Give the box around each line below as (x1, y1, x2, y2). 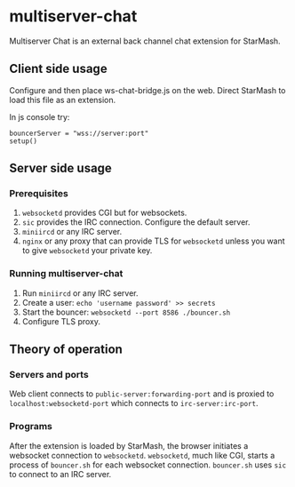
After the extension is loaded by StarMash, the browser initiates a (9, 440, 249, 451)
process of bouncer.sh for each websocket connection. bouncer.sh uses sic (9, 459, 287, 470)
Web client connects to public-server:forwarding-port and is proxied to (9, 388, 275, 399)
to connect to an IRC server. (9, 468, 112, 479)
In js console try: (9, 111, 70, 122)
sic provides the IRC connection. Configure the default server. (21, 217, 251, 228)
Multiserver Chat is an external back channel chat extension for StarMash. (9, 36, 282, 46)
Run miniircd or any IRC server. (21, 287, 140, 299)
